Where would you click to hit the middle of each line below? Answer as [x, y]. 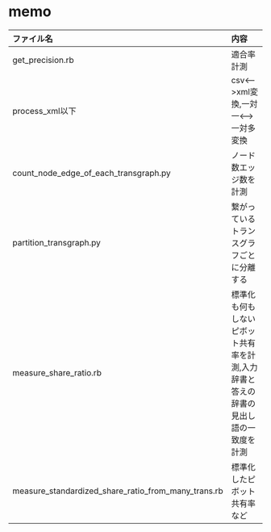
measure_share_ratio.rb [57, 372]
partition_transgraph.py [56, 242]
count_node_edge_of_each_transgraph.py [92, 173]
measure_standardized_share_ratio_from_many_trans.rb [118, 491]
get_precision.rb [43, 60]
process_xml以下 [44, 111]
